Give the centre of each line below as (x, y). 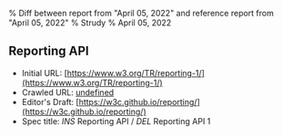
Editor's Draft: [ (50, 102)
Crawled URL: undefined (68, 92)
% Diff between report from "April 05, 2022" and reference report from (141, 13)
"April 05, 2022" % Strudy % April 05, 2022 (90, 23)
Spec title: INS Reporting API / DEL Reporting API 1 (116, 121)
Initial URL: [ (44, 73)
